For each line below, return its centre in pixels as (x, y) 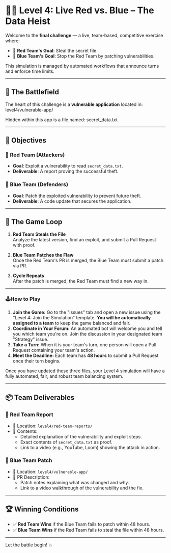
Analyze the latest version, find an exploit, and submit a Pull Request (84, 239)
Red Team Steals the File (39, 234)
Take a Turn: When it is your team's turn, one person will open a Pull (84, 344)
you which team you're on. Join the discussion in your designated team (88, 334)
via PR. (20, 266)
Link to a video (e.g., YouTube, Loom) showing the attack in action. (90, 447)
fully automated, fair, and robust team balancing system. (64, 376)
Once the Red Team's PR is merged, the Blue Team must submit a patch (88, 260)
